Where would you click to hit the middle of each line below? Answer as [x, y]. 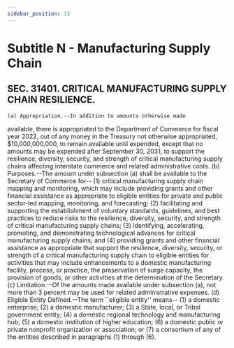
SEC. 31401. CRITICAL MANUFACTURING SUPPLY [117, 89]
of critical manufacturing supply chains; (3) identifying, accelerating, [106, 225]
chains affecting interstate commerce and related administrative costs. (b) [114, 166]
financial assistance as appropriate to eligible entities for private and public [115, 196]
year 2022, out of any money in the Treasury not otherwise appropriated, [112, 136]
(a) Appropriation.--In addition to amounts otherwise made [97, 116]
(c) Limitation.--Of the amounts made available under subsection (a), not [112, 284]
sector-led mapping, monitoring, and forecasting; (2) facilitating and [105, 203]
